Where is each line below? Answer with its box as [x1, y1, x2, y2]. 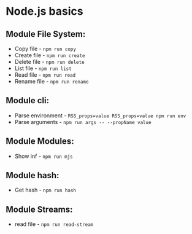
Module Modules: [6, 136, 74, 147]
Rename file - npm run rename [14, 78, 89, 85]
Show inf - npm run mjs [14, 152, 73, 160]
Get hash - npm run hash [14, 186, 76, 194]
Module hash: [6, 170, 60, 181]
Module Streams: [6, 204, 73, 214]
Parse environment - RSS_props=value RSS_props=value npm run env [14, 112, 186, 119]
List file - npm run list [14, 64, 72, 72]
